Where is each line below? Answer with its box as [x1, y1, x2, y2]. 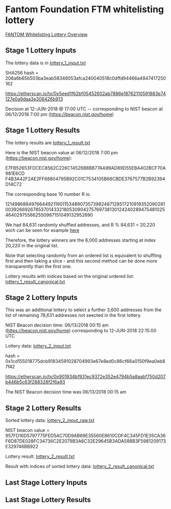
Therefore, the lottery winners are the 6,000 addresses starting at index [5, 237, 156, 243]
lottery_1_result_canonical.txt [5, 279, 65, 285]
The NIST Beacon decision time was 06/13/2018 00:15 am [5, 389, 127, 395]
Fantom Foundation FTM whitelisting [5, 4, 164, 15]
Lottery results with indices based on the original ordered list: [5, 273, 134, 279]
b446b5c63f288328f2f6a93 [5, 379, 65, 385]
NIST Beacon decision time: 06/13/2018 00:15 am [5, 322, 109, 328]
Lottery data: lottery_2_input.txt [5, 343, 71, 349]
